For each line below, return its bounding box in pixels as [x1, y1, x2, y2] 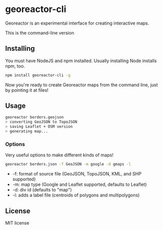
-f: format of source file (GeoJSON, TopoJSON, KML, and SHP [12, 171, 142, 177]
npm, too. [5, 63, 25, 69]
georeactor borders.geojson [5, 115, 64, 120]
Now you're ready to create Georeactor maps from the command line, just [5, 82, 158, 88]
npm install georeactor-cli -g [5, 73, 71, 78]
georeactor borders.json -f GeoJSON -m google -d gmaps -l [5, 162, 131, 167]
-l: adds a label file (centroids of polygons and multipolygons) [12, 192, 140, 198]
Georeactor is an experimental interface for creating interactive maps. [5, 20, 149, 26]
